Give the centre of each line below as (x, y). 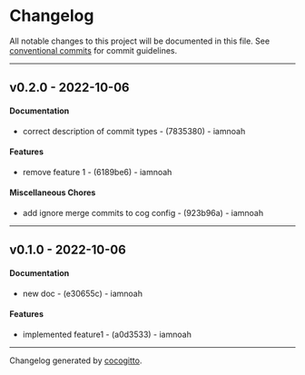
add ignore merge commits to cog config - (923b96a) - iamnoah (143, 212)
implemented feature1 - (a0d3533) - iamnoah (107, 334)
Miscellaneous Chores (53, 192)
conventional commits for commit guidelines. (93, 50)
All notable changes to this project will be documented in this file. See (140, 41)
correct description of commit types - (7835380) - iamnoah (134, 131)
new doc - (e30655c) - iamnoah (83, 293)
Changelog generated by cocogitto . (76, 360)
